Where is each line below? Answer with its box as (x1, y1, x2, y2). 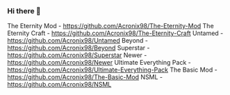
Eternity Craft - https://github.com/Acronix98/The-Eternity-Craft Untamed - (7, 29, 224, 37)
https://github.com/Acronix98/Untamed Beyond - (7, 36, 148, 45)
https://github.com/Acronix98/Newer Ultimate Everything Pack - (7, 59, 191, 67)
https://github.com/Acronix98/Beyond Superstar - (7, 44, 151, 52)
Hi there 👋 (7, 6, 42, 16)
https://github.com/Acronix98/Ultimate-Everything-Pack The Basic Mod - (7, 65, 217, 74)
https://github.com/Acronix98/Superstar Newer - (7, 51, 147, 59)
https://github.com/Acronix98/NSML (7, 81, 112, 89)
